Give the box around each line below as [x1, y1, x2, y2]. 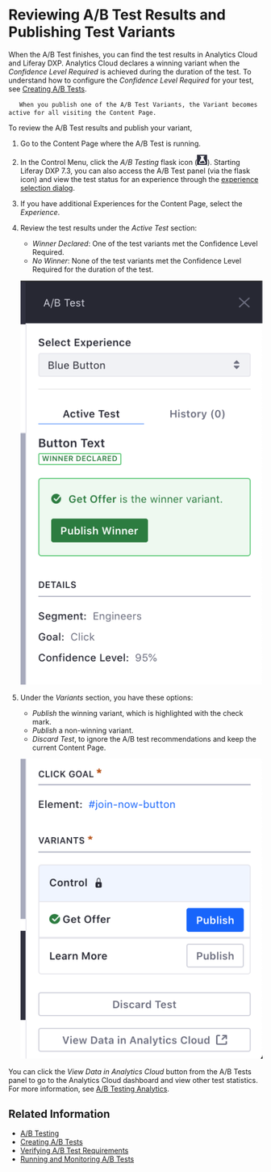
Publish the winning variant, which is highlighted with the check [31, 708, 244, 717]
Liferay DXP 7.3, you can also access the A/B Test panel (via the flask [19, 166, 251, 176]
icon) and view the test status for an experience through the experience [19, 174, 259, 184]
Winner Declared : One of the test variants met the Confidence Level [31, 239, 258, 248]
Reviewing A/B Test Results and [8, 6, 226, 24]
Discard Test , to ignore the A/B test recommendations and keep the [31, 734, 256, 743]
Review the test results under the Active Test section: [19, 222, 198, 232]
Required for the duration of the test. [31, 264, 154, 274]
